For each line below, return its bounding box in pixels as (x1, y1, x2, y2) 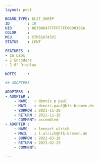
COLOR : (5, 30, 30, 35)
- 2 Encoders (5, 58, 32, 63)
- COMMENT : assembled (14, 117, 58, 122)
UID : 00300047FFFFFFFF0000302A (5, 25, 85, 30)
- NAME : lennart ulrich (14, 127, 70, 132)
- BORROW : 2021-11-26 (14, 108, 61, 113)
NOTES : (5, 71, 30, 76)
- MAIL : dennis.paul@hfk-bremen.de (14, 103, 94, 108)
